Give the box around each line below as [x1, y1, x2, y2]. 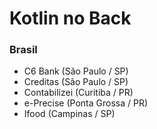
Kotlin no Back [9, 7, 132, 30]
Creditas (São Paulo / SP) [23, 76, 129, 88]
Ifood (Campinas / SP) [23, 108, 116, 120]
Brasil [9, 43, 38, 57]
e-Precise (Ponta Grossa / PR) [23, 97, 148, 109]
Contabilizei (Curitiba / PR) [23, 87, 134, 99]
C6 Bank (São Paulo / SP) [23, 65, 129, 77]
